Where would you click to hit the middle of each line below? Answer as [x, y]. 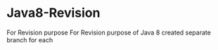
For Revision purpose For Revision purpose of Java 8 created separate [109, 32]
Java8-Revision [53, 13]
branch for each [30, 39]
